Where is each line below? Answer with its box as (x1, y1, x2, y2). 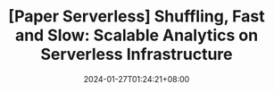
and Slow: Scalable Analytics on (14, 25, 259, 46)
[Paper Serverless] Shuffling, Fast (8, 6, 265, 27)
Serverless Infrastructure (40, 45, 233, 64)
